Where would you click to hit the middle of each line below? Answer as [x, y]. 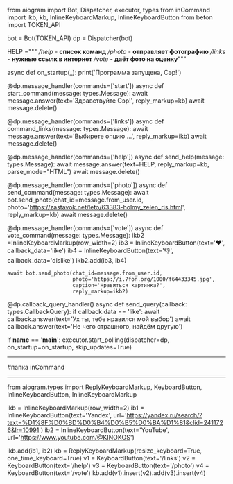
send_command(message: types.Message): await [78, 192]
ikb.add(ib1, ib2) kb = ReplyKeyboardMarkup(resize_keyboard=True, [105, 451]
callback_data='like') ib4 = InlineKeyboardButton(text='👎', [90, 250]
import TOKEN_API [34, 25]
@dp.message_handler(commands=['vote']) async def [85, 228]
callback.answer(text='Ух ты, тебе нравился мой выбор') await [99, 319]
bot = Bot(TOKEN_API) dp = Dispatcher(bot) [70, 38]
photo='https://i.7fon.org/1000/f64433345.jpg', [144, 279]
